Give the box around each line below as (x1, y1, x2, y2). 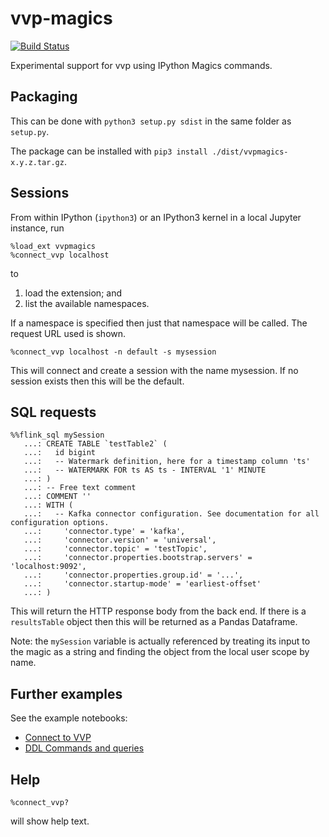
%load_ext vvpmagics (10, 241, 97, 251)
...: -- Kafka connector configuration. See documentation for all (23, 509, 320, 519)
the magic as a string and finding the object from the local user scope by (10, 646, 310, 658)
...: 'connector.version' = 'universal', (23, 535, 217, 546)
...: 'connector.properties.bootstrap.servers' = (23, 553, 253, 563)
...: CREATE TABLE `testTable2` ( (23, 439, 168, 449)
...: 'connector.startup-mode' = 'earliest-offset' (23, 579, 262, 589)
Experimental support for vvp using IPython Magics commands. (10, 59, 273, 71)
